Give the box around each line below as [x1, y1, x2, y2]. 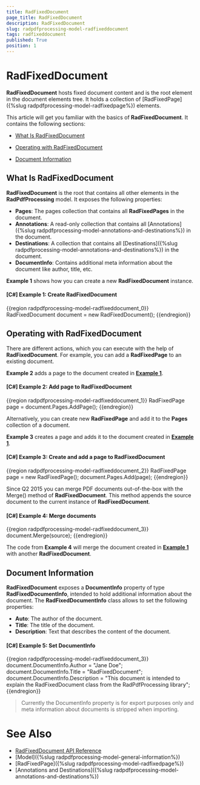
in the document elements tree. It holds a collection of [6, 95, 141, 103]
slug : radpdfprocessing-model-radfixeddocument [6, 25, 129, 32]
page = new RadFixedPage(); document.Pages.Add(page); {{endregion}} [6, 474, 188, 481]
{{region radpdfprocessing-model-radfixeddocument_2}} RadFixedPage [6, 467, 187, 474]
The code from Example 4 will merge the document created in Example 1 [6, 544, 189, 551]
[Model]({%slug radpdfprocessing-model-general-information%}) [15, 753, 181, 761]
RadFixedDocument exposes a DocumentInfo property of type [6, 584, 165, 591]
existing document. [6, 358, 55, 365]
